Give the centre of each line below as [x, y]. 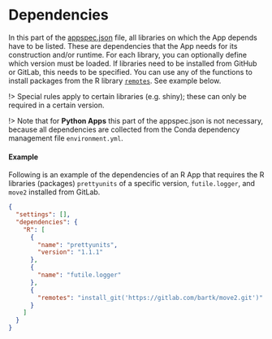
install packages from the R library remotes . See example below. [115, 80]
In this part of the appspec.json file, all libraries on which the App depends [133, 37]
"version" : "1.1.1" [71, 252]
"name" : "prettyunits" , [78, 245]
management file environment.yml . [66, 138]
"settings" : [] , [43, 215]
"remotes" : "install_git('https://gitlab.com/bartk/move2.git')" [151, 298]
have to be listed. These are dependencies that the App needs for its [123, 46]
